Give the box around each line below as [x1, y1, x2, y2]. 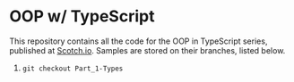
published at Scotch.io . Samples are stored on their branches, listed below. [9, 45, 286, 55]
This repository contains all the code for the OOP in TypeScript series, [9, 36, 268, 46]
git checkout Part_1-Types [22, 64, 124, 73]
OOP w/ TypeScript [9, 6, 155, 27]
